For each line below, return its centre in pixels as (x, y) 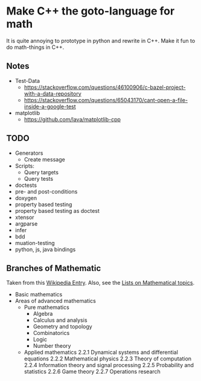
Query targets (41, 172)
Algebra (43, 314)
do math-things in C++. (35, 47)
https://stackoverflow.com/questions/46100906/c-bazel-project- (105, 87)
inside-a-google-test (50, 106)
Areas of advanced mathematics (56, 301)
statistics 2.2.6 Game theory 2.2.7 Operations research (92, 372)
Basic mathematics (39, 295)
